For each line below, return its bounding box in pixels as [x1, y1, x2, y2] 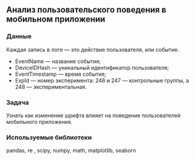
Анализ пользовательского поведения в [6, 5, 167, 15]
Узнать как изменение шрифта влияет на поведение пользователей [6, 111, 181, 119]
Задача [6, 98, 29, 106]
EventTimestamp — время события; [14, 70, 107, 78]
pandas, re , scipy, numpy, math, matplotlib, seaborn [6, 147, 137, 154]
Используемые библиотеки [6, 133, 92, 141]
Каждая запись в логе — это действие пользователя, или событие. [6, 46, 179, 53]
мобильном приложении [6, 14, 105, 25]
